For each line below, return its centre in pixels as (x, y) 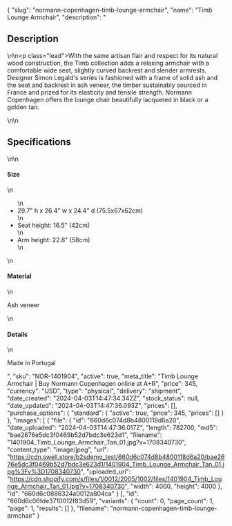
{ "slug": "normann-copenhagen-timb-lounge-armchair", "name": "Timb (110, 10)
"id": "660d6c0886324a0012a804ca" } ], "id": (73, 494)
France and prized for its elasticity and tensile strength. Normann (99, 92)
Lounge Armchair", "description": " (57, 17)
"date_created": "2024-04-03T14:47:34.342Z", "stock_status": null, (103, 398)
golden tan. (23, 107)
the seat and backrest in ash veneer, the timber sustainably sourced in (107, 85)
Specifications (39, 142)
